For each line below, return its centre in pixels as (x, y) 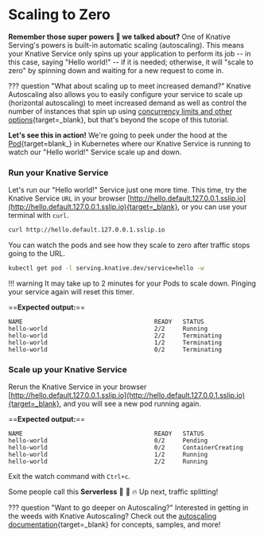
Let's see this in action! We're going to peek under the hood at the (118, 135)
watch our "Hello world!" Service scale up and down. (95, 152)
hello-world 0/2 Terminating (115, 349)
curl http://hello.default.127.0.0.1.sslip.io (87, 230)
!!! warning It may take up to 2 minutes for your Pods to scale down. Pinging (132, 283)
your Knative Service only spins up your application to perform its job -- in (130, 53)
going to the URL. (37, 254)
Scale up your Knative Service (68, 369)
